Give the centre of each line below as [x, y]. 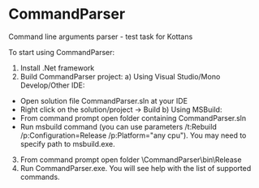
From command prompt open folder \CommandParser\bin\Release [131, 160]
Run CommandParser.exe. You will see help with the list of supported [136, 168]
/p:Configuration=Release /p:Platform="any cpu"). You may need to [133, 135]
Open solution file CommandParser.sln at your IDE [104, 100]
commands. [40, 177]
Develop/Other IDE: [52, 85]
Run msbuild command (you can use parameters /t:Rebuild [119, 126]
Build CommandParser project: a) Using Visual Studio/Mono [120, 76]
